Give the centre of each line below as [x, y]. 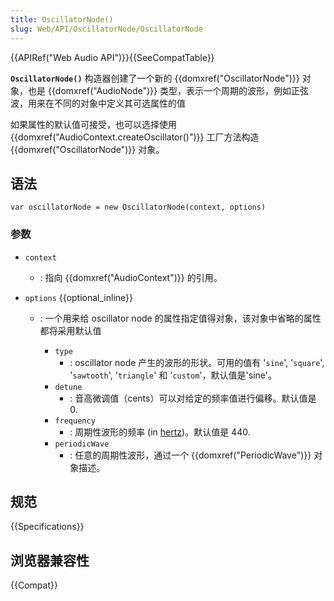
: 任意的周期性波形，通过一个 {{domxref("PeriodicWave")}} [190, 455]
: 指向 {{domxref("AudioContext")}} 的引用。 [131, 277]
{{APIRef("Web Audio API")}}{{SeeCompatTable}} [112, 57]
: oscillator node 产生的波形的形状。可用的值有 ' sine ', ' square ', [197, 362]
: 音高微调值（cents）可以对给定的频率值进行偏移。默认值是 [193, 398]
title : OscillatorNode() [62, 19]
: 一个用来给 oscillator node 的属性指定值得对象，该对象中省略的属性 [180, 318]
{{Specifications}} [47, 527]
